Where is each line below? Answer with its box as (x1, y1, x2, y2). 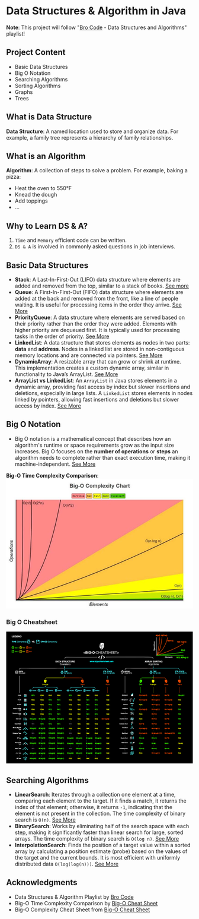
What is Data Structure (6, 112, 92, 122)
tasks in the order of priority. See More (14, 333, 110, 340)
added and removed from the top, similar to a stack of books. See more (14, 282, 190, 289)
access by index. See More (14, 402, 81, 409)
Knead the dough (14, 191, 57, 198)
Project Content (6, 48, 66, 58)
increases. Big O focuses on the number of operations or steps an (14, 447, 178, 455)
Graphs (14, 88, 33, 96)
